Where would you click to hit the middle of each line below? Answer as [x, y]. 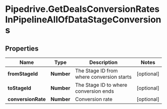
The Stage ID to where [101, 85]
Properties [22, 48]
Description [103, 62]
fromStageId [23, 74]
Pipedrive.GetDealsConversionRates [83, 9]
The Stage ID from [97, 71]
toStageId [19, 88]
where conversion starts [103, 77]
